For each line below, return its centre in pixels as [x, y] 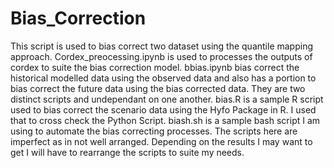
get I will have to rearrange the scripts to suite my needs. [127, 152]
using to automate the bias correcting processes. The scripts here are [154, 131]
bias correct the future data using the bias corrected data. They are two [158, 88]
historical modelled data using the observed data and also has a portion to [163, 78]
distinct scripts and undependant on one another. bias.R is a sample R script [167, 99]
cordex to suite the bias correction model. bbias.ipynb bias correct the [155, 67]
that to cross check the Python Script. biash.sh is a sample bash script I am [165, 120]
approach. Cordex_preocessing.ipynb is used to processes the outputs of [161, 56]
